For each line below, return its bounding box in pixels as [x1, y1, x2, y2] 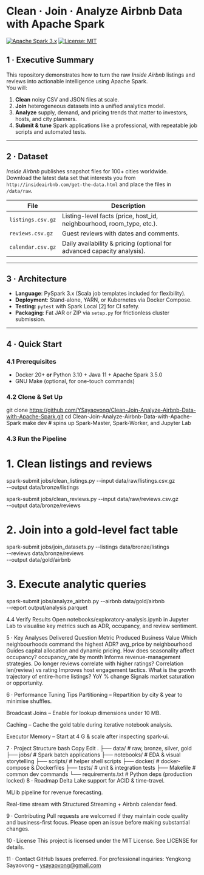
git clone [6, 406, 29, 414]
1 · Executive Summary [6, 55, 94, 65]
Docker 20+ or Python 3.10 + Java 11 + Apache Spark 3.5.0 [15, 371, 163, 378]
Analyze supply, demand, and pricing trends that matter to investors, [15, 108, 188, 116]
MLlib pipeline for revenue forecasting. [6, 789, 103, 796]
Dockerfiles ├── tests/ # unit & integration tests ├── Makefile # [36, 764, 196, 772]
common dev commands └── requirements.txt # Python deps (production [6, 770, 192, 778]
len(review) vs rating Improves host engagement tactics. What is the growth [6, 666, 196, 674]
